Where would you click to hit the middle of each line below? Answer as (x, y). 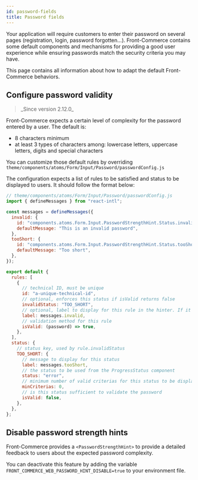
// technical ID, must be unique (63, 288)
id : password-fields (32, 11)
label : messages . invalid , (53, 316)
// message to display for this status (70, 359)
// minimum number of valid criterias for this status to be (98, 381)
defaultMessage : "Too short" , (54, 250)
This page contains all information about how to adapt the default (85, 70)
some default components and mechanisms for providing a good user (91, 46)
